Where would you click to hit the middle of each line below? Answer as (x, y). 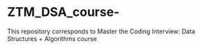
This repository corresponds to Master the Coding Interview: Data (101, 31)
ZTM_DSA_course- (64, 12)
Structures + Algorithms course (52, 38)
